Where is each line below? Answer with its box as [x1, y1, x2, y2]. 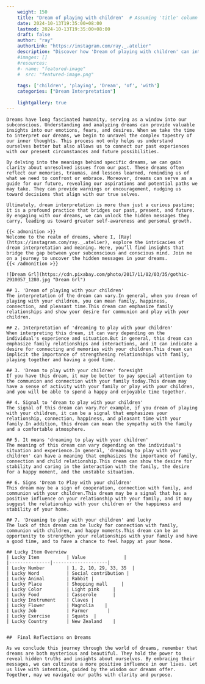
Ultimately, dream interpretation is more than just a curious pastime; [6, 202, 195, 208]
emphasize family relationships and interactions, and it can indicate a [6, 340, 198, 347]
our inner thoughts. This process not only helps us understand [6, 138, 173, 144]
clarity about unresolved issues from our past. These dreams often [6, 164, 184, 171]
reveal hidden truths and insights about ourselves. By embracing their [6, 655, 195, 662]
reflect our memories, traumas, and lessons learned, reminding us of [6, 170, 190, 176]
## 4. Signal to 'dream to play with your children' [6, 399, 143, 406]
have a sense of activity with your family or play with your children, [6, 383, 195, 389]
